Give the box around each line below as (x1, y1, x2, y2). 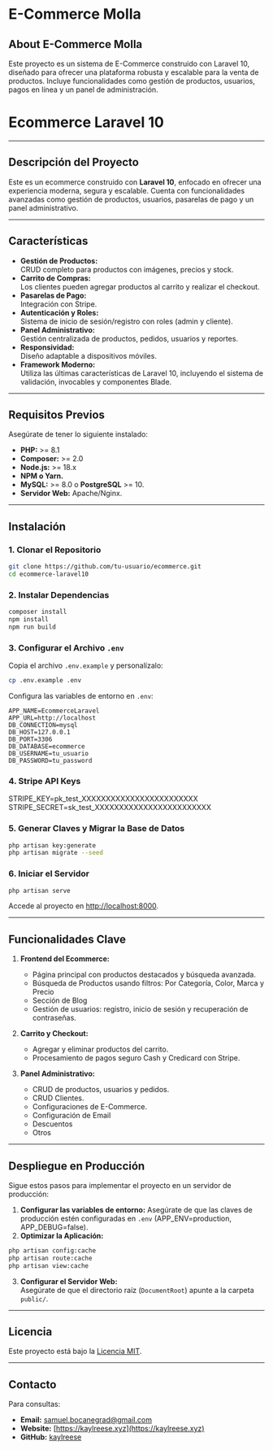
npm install (8, 615, 49, 623)
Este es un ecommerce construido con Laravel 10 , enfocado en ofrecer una (8, 176, 262, 187)
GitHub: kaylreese (19, 1432, 82, 1442)
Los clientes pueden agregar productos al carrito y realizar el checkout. (19, 281, 260, 291)
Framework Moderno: (19, 359, 96, 369)
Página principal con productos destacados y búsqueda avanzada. (32, 969, 256, 980)
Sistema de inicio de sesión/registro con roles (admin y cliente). (19, 316, 233, 326)
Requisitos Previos (8, 407, 106, 421)
